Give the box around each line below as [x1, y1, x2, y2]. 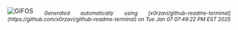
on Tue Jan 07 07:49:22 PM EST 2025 [137, 15, 231, 23]
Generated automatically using [43, 10, 138, 17]
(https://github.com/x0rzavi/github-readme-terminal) [7, 15, 137, 23]
